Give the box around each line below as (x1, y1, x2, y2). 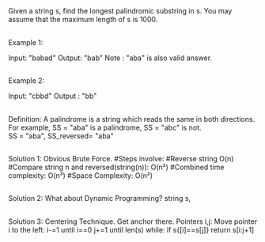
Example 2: (8, 76, 45, 85)
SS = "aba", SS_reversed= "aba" (8, 130, 114, 141)
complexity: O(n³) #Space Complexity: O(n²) (8, 170, 153, 180)
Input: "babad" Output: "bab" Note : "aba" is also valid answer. (8, 53, 212, 62)
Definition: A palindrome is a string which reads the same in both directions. (8, 114, 256, 123)
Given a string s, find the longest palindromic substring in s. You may (8, 6, 233, 16)
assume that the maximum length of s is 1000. (8, 15, 158, 25)
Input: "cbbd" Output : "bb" (8, 91, 97, 101)
